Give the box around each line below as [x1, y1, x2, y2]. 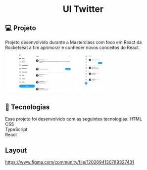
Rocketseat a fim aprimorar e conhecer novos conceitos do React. [5, 44, 140, 50]
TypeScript [5, 127, 28, 132]
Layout [5, 146, 27, 154]
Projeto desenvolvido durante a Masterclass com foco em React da [5, 40, 142, 45]
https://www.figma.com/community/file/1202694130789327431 [5, 159, 135, 165]
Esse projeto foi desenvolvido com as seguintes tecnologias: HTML [5, 116, 143, 122]
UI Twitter [62, 3, 104, 15]
